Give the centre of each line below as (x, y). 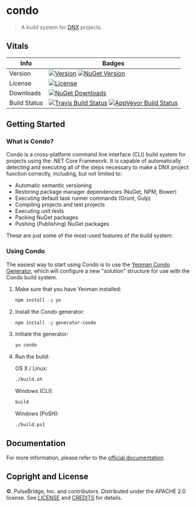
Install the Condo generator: (50, 311)
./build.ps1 (30, 425)
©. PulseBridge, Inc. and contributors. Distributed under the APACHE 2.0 (96, 491)
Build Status (26, 103)
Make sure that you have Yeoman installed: (68, 289)
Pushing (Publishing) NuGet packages (62, 224)
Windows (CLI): (34, 391)
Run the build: (32, 357)
